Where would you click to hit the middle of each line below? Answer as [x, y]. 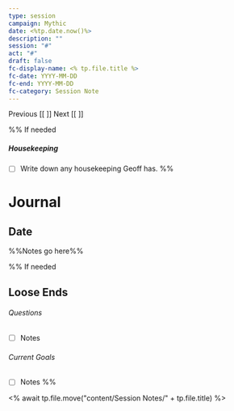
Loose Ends [38, 292]
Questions [25, 313]
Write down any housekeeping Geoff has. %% [97, 169]
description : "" [36, 38]
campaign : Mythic [38, 23]
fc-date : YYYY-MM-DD [43, 76]
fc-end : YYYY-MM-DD [41, 83]
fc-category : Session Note [54, 91]
